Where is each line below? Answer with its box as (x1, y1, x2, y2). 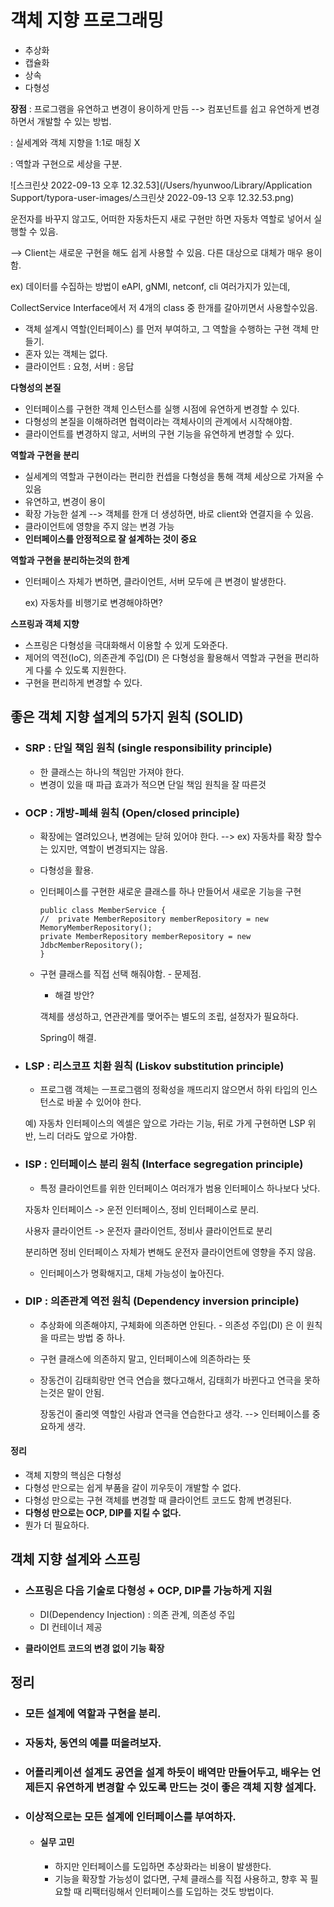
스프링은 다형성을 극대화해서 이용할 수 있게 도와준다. (24, 639, 228, 651)
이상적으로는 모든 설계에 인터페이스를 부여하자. (24, 1809, 237, 1823)
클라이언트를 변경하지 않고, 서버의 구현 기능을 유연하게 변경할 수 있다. (24, 427, 295, 440)
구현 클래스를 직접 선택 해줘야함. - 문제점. (39, 967, 202, 980)
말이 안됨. (66, 1386, 105, 1398)
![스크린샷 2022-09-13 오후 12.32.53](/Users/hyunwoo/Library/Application (10, 179, 313, 191)
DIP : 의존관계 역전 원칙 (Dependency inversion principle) (24, 1294, 300, 1308)
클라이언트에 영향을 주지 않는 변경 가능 (24, 520, 175, 532)
